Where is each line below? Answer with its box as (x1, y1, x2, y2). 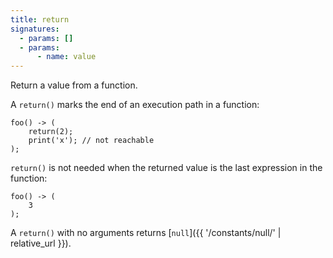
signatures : (10, 24, 60, 34)
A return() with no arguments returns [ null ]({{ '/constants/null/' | (10, 227, 282, 239)
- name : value (36, 52, 97, 62)
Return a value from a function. (10, 79, 138, 91)
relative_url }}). (10, 237, 72, 250)
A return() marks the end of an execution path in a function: (10, 99, 260, 111)
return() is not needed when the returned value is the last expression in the (10, 162, 323, 174)
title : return (10, 14, 70, 25)
